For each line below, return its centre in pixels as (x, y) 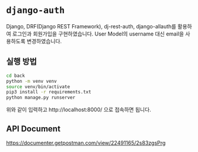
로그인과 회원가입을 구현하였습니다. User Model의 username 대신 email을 (98, 34)
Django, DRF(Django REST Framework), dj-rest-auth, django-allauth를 (91, 26)
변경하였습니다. (44, 41)
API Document (33, 129)
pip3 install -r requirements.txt (49, 92)
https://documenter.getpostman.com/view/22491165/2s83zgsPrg (86, 143)
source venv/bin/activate (38, 87)
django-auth (36, 10)
